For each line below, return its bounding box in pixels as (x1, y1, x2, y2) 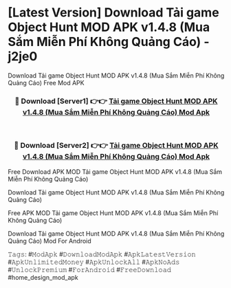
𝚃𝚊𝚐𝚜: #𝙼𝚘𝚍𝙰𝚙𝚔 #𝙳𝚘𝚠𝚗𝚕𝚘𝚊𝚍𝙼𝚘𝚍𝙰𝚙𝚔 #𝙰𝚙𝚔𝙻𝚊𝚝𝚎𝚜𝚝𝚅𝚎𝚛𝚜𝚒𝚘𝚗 (8, 250, 197, 258)
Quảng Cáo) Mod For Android (8, 236, 91, 245)
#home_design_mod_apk (8, 273, 78, 281)
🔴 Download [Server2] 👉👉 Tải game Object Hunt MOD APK (14, 141, 219, 151)
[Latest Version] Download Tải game (8, 5, 219, 21)
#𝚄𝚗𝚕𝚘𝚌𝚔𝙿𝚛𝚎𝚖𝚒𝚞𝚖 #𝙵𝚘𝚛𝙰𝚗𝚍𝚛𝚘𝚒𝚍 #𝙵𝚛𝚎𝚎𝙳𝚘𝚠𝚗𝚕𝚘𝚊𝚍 (8, 265, 171, 274)
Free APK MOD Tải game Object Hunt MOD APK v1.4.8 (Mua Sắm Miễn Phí (8, 208, 219, 217)
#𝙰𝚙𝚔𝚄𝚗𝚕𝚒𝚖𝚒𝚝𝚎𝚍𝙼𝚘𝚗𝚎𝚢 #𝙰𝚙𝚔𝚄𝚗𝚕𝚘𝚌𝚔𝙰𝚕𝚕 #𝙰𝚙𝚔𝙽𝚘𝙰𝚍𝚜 (8, 258, 180, 266)
